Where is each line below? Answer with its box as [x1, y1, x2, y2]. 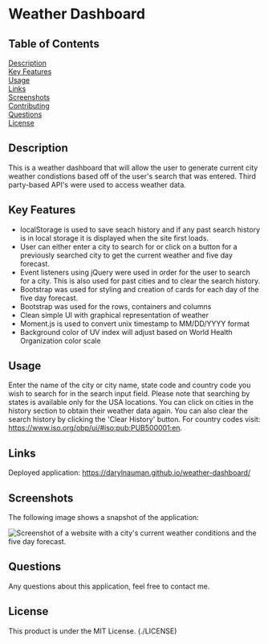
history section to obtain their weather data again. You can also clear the [8, 406, 249, 415]
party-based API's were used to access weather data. [8, 180, 187, 189]
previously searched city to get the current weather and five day [19, 250, 233, 260]
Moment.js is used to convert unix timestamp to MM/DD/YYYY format [19, 319, 250, 328]
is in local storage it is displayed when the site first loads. [19, 233, 209, 242]
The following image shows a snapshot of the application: [8, 513, 199, 522]
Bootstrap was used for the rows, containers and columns [19, 301, 212, 311]
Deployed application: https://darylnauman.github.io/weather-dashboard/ [8, 468, 251, 477]
